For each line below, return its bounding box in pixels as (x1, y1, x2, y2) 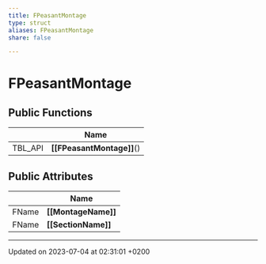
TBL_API (12, 143, 44, 154)
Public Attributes (8, 169, 93, 183)
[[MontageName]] (46, 206, 116, 217)
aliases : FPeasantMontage (8, 26, 93, 34)
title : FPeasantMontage (8, 11, 87, 20)
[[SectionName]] (46, 219, 112, 230)
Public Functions (8, 106, 93, 119)
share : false (8, 33, 51, 42)
